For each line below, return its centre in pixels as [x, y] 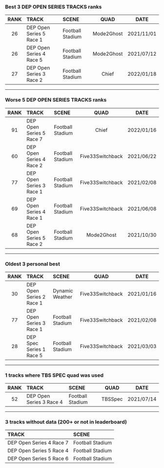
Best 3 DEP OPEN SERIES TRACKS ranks [53, 7]
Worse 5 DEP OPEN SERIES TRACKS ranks [56, 100]
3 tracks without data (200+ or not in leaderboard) [66, 422]
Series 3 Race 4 [45, 402]
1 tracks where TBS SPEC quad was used [54, 375]
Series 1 [36, 349]
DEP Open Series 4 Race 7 [38, 443]
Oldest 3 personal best [32, 264]
